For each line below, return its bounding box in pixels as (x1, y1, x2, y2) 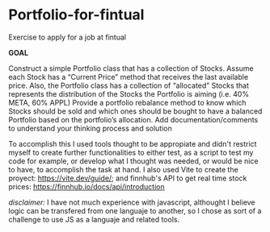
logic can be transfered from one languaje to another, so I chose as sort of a (8, 205, 262, 215)
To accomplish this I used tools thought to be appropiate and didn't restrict (8, 139, 257, 148)
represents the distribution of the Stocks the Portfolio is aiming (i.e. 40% (8, 89, 249, 98)
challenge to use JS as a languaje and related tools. (8, 214, 180, 224)
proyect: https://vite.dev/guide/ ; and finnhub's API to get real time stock (8, 173, 247, 183)
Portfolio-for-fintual (8, 6, 145, 24)
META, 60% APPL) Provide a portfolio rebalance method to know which (8, 97, 247, 107)
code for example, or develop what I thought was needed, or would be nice (8, 155, 259, 166)
